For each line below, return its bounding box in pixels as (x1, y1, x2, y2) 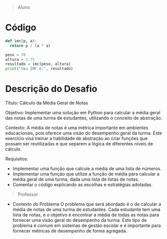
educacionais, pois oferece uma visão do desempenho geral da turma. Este (5, 130, 162, 136)
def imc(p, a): (5, 38, 37, 43)
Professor (17, 191, 38, 198)
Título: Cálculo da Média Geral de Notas (5, 100, 88, 106)
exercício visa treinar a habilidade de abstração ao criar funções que (5, 135, 148, 141)
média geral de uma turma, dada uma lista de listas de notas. (12, 176, 140, 183)
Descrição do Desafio (5, 83, 97, 95)
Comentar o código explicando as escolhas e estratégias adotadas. (12, 182, 153, 188)
